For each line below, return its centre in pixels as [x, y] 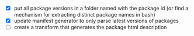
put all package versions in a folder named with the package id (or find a [101, 8]
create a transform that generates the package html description [90, 27]
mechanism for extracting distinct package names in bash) [84, 15]
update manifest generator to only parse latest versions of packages [96, 21]
